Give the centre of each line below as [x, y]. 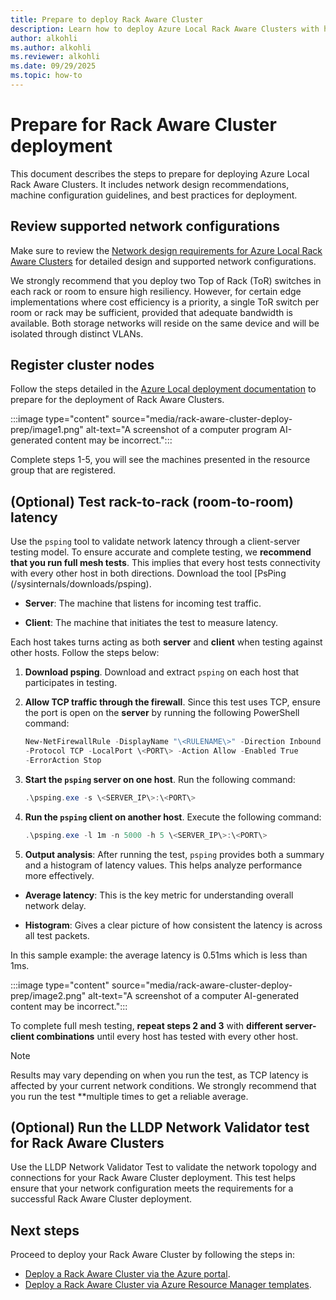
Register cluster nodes [82, 365]
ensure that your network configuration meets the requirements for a [152, 1188]
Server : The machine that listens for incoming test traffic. [143, 603]
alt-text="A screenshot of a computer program [181, 430]
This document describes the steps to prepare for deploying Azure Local [160, 173]
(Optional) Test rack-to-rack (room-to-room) [152, 501]
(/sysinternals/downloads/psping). [81, 584]
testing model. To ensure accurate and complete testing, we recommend [161, 552]
